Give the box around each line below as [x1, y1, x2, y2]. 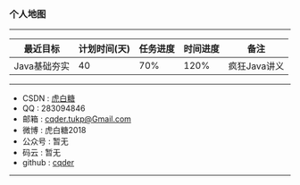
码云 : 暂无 [21, 147, 61, 158]
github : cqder [21, 157, 74, 168]
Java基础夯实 [13, 60, 70, 72]
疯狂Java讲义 [228, 60, 285, 72]
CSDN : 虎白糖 [21, 93, 76, 104]
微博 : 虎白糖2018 [21, 125, 87, 136]
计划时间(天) [78, 43, 131, 55]
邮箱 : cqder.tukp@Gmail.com [21, 114, 132, 124]
